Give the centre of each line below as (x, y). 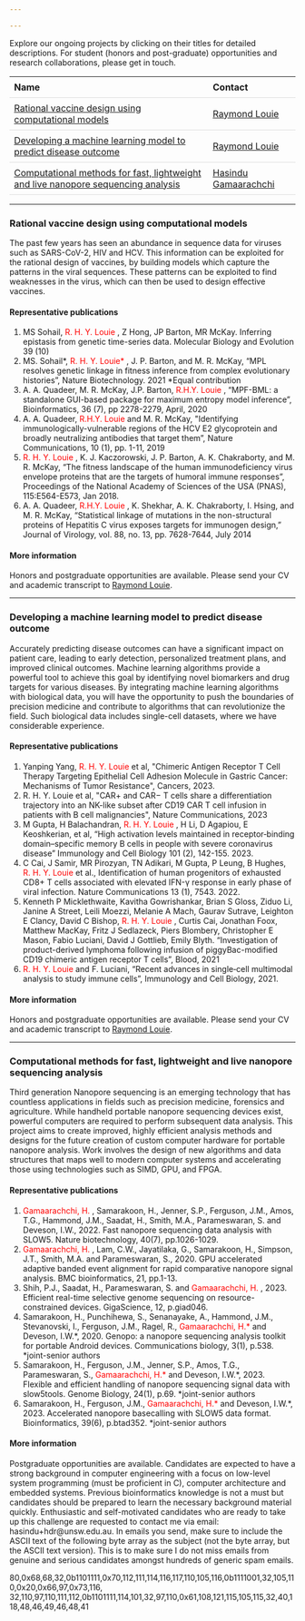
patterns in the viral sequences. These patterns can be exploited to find (143, 272)
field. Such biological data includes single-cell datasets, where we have (143, 716)
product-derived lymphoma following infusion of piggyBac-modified (150, 949)
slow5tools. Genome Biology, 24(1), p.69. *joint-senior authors (139, 1393)
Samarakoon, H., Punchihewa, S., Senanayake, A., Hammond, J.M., (148, 1316)
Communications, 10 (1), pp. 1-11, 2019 (93, 448)
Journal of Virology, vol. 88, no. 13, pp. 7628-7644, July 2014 (137, 535)
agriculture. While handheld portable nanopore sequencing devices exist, (147, 1112)
